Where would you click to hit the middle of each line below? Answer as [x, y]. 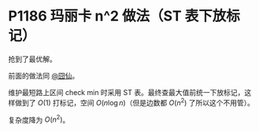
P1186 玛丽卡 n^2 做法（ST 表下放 [117, 16]
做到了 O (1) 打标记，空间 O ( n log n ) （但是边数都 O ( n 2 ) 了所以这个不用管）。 [134, 101]
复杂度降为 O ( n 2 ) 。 [39, 119]
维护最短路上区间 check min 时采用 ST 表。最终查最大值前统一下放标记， [126, 92]
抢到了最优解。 [32, 59]
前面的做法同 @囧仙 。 [44, 75]
